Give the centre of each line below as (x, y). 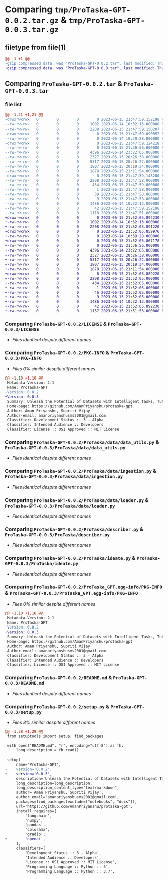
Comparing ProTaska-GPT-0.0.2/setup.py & (57, 706)
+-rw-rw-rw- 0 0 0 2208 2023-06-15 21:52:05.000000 (82, 278)
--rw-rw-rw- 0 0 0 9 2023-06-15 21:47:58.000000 (82, 199)
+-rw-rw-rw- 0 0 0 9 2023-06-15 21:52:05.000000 (82, 297)
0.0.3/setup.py (24, 712)
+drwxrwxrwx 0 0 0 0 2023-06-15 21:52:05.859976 (82, 232)
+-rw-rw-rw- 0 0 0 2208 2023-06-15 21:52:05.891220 (82, 227)
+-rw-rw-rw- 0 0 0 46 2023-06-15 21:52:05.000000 (82, 292)
